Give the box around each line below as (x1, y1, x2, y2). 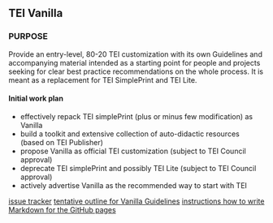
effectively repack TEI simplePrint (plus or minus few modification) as (19, 111, 253, 121)
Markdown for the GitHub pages (8, 204, 116, 214)
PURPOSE (8, 31, 49, 42)
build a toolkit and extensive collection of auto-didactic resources (19, 129, 240, 139)
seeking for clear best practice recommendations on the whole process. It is (8, 66, 264, 76)
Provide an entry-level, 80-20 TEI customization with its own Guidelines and (8, 49, 262, 59)
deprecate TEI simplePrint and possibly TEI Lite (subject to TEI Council (19, 163, 257, 173)
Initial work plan (8, 93, 63, 104)
